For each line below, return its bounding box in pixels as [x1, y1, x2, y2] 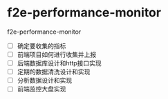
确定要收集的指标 [17, 41, 66, 49]
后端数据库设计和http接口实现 [17, 59, 102, 67]
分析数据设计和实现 [17, 76, 73, 85]
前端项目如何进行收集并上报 [17, 50, 97, 58]
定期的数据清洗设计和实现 [17, 67, 91, 76]
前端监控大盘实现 [17, 85, 66, 93]
